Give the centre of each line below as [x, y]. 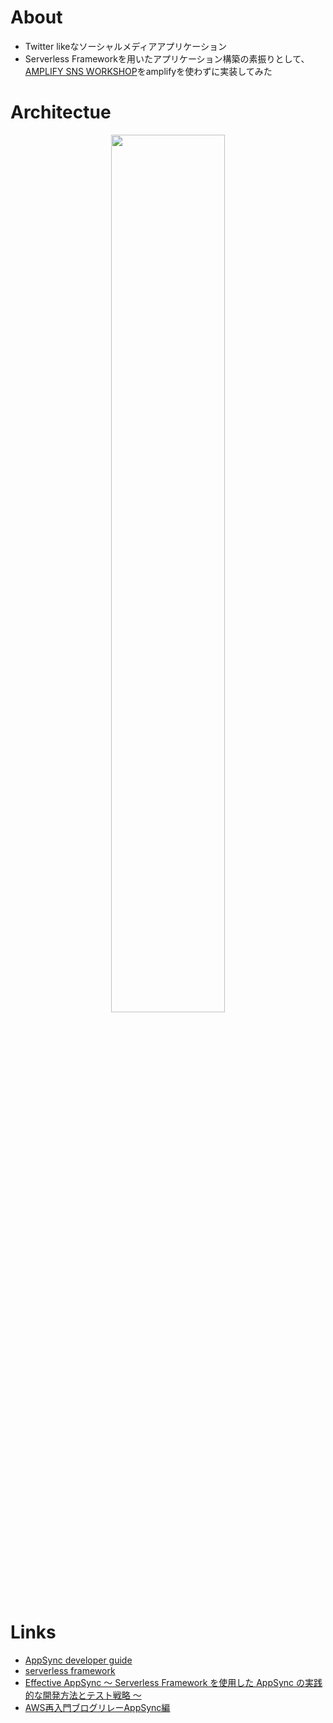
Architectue [61, 112]
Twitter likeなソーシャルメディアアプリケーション [125, 46]
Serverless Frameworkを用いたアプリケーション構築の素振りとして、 [167, 58]
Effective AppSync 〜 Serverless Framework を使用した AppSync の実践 [173, 1682]
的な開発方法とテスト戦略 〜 [83, 1695]
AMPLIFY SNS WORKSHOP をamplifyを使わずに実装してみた [148, 71]
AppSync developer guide [78, 1660]
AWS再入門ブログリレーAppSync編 [97, 1707]
